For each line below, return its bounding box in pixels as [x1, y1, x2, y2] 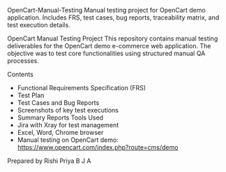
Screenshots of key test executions [17, 106, 119, 114]
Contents [7, 70, 33, 78]
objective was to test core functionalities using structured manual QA [7, 49, 206, 57]
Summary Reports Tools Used [17, 113, 103, 122]
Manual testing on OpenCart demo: [17, 136, 119, 144]
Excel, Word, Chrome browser [17, 129, 104, 136]
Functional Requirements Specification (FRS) [17, 84, 146, 92]
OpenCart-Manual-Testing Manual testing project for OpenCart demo [7, 6, 206, 14]
